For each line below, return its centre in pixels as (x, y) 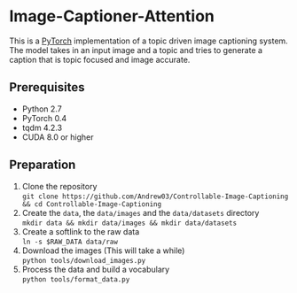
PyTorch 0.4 (44, 118)
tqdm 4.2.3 (42, 127)
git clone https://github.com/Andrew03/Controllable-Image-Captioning (155, 197)
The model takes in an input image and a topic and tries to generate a (136, 50)
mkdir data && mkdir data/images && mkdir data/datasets (129, 223)
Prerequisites (47, 87)
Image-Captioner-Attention (112, 16)
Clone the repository (59, 186)
